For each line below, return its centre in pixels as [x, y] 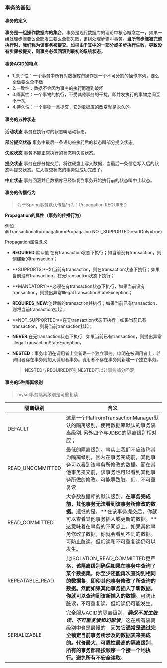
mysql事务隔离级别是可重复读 [47, 394]
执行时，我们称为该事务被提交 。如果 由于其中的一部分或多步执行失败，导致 [81, 45]
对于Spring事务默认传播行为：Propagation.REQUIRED [72, 204]
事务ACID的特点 [22, 64]
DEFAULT [19, 429]
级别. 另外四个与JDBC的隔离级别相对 [114, 433]
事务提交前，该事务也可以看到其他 [111, 472]
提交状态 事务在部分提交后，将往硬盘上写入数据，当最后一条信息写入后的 [80, 163]
